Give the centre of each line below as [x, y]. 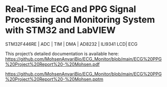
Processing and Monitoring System [80, 20]
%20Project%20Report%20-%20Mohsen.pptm [54, 79]
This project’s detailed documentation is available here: [62, 54]
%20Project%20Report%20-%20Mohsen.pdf [52, 64]
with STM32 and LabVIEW [60, 30]
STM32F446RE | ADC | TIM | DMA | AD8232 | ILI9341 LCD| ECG [71, 44]
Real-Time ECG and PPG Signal [71, 9]
